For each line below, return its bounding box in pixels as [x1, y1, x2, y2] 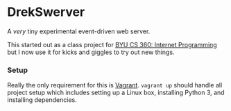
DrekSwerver [7, 4, 85, 20]
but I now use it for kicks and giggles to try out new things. [7, 48, 175, 56]
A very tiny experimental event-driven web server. [7, 27, 151, 35]
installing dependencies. [7, 96, 78, 104]
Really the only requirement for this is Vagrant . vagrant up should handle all [7, 81, 223, 89]
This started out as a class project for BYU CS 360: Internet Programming [7, 40, 217, 49]
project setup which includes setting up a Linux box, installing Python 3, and [7, 88, 225, 97]
